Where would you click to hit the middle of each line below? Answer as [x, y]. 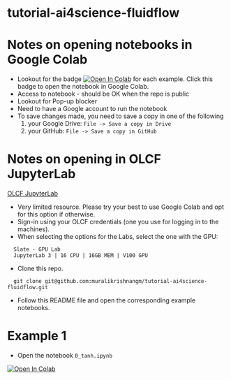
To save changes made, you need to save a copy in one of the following [120, 116]
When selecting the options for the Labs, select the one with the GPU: [118, 237]
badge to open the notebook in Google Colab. [83, 87]
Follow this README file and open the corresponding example [106, 300]
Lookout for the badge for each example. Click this [115, 79]
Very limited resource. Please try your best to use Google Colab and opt [121, 207]
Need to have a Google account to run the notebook [92, 109]
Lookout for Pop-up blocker [57, 101]
